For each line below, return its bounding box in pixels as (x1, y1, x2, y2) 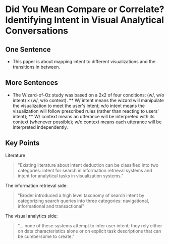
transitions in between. (12, 64, 61, 70)
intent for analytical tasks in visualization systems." (17, 173, 124, 179)
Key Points (5, 139, 40, 148)
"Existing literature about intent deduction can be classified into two (17, 162, 159, 168)
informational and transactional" (17, 203, 85, 209)
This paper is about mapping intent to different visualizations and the (12, 59, 156, 64)
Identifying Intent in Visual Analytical (5, 14, 164, 26)
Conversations (5, 25, 69, 36)
